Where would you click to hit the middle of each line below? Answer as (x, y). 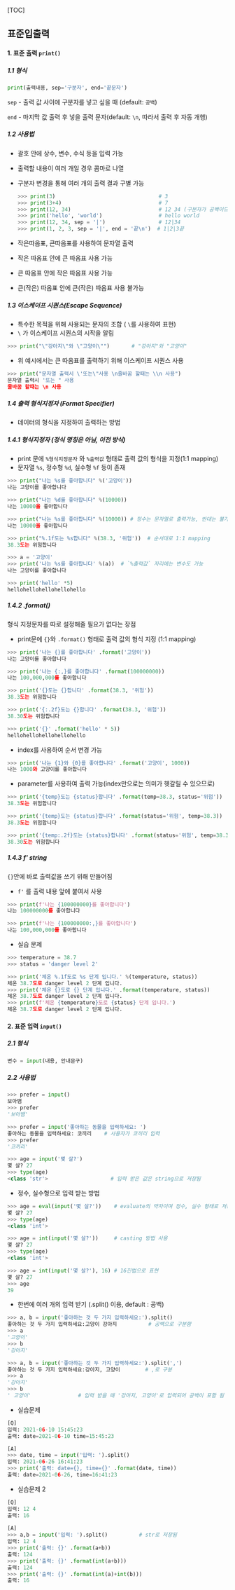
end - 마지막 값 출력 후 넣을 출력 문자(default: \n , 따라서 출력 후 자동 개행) (107, 117)
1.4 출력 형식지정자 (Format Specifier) (61, 404)
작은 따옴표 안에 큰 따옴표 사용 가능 (65, 258)
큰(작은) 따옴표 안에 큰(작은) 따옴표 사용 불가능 (81, 288)
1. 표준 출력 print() (34, 53)
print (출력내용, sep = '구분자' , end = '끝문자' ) (67, 88)
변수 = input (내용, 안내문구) (45, 1061)
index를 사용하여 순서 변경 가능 (60, 750)
